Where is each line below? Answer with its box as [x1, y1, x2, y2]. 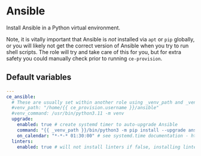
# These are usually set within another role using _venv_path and [11, 99, 184, 106]
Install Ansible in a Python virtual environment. [6, 24, 121, 31]
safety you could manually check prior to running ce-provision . [6, 55, 163, 62]
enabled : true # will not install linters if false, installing [17, 144, 181, 150]
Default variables [6, 72, 72, 82]
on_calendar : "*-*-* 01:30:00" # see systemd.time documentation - [17, 133, 188, 139]
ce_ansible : [6, 94, 36, 100]
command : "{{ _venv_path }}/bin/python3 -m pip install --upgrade [17, 127, 186, 133]
